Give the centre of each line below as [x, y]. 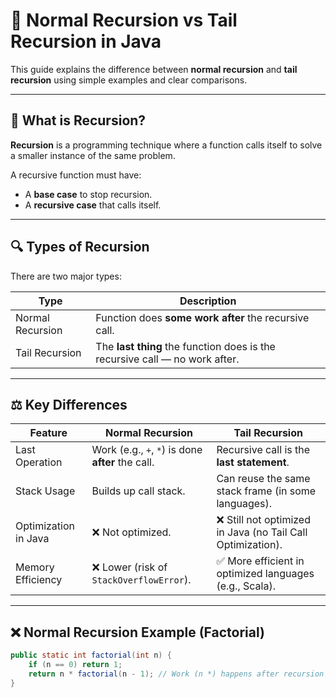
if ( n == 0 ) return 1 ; [75, 665]
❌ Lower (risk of [129, 567]
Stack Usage [45, 491]
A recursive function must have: [76, 175]
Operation [39, 462]
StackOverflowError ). [141, 580]
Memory [35, 567]
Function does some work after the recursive [202, 317]
